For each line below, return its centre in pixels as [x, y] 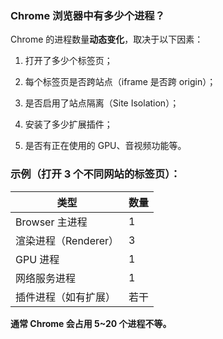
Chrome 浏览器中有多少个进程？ [88, 15]
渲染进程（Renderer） [67, 240]
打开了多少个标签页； [68, 61]
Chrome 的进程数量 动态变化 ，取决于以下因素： [107, 39]
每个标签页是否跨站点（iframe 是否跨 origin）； [120, 82]
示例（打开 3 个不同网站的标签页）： [95, 174]
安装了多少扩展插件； [68, 124]
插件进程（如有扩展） [66, 297]
